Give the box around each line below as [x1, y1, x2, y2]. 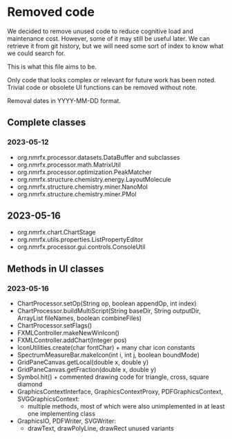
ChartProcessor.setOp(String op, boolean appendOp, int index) [17, 299, 197, 308]
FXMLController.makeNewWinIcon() [17, 329, 119, 337]
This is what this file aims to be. [7, 62, 97, 71]
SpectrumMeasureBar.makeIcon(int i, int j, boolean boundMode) [17, 351, 200, 359]
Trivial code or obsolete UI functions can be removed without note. [7, 83, 197, 91]
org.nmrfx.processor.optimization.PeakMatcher [17, 167, 152, 176]
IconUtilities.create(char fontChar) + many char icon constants [17, 344, 195, 352]
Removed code [7, 4, 95, 20]
